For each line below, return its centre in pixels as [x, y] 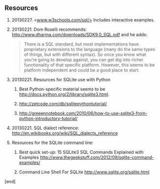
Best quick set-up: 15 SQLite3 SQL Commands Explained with [81, 152]
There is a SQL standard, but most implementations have [81, 44]
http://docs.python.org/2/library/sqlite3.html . [64, 94]
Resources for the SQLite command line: [53, 142]
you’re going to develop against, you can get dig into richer [84, 59]
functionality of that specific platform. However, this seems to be [89, 65]
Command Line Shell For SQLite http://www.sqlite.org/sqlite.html [84, 172]
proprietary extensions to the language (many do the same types [90, 49]
